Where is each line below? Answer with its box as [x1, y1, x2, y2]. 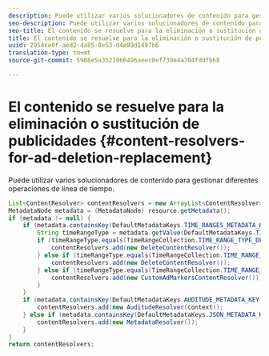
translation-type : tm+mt [8, 49, 91, 57]
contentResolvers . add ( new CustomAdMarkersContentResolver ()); [50, 274, 263, 282]
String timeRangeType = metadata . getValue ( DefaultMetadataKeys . [37, 229, 256, 237]
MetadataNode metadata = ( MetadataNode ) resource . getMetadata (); [8, 206, 231, 214]
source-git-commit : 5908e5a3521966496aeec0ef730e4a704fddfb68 [8, 57, 220, 65]
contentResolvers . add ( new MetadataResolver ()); [37, 318, 199, 326]
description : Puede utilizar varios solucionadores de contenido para [8, 11, 249, 20]
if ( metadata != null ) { [8, 214, 91, 222]
